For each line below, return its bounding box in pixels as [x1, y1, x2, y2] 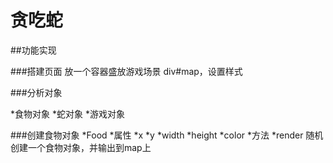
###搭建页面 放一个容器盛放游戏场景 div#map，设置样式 [10, 65, 243, 77]
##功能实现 [10, 44, 57, 56]
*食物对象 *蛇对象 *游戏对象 [10, 107, 125, 120]
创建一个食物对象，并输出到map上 [10, 141, 152, 153]
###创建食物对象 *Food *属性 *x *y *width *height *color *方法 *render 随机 [10, 129, 324, 141]
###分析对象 [10, 86, 63, 98]
